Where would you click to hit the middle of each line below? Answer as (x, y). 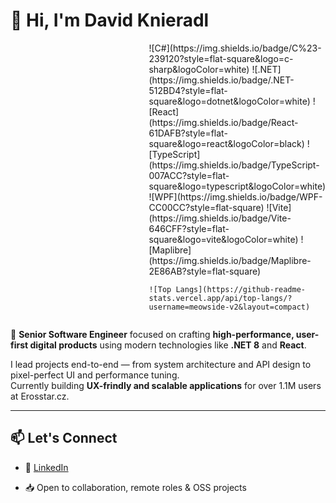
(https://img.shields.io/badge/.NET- (221, 80)
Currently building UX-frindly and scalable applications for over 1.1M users (166, 385)
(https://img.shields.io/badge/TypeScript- (234, 165)
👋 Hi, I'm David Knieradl (110, 20)
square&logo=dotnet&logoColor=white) (229, 101)
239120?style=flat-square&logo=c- (221, 58)
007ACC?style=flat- (189, 175)
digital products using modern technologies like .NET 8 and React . (168, 345)
